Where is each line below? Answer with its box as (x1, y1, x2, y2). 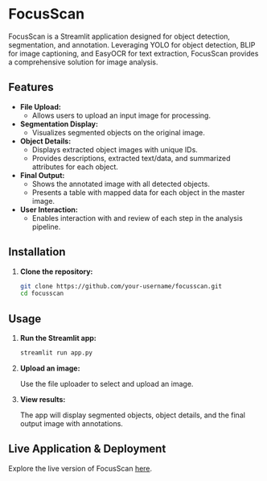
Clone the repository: (19, 267, 93, 276)
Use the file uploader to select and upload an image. (19, 379, 194, 388)
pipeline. (31, 222, 61, 231)
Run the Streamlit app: (19, 334, 97, 343)
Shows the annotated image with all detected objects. (31, 179, 211, 189)
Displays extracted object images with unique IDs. (31, 144, 199, 154)
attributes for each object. (31, 162, 119, 172)
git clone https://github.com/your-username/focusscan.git (19, 282, 223, 290)
